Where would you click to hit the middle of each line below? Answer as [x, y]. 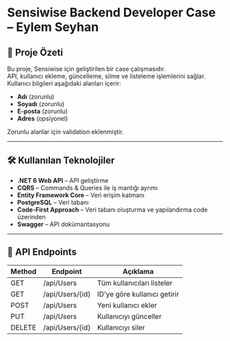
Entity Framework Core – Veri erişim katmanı [81, 195]
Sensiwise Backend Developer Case [112, 13]
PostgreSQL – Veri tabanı [53, 202]
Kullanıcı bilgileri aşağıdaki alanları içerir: [64, 83]
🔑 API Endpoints [42, 252]
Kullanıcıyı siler [121, 327]
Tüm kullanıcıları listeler [135, 283]
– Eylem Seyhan [53, 27]
